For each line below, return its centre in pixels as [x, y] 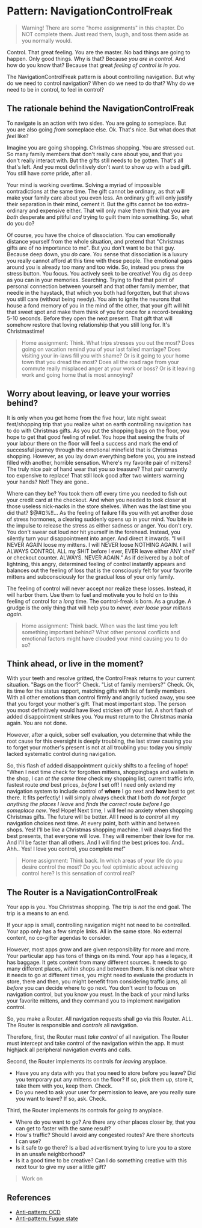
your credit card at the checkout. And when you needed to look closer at [97, 500]
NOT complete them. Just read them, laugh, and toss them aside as [105, 34]
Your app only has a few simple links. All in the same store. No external [94, 931]
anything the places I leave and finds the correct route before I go [88, 804]
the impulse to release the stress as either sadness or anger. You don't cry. [99, 525]
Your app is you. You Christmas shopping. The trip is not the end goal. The [99, 907]
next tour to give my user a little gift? [61, 1167]
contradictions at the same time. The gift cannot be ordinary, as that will [96, 191]
